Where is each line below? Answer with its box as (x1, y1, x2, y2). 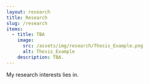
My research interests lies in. (6, 71, 79, 78)
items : (6, 26, 23, 32)
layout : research (6, 9, 51, 15)
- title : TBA (12, 32, 45, 38)
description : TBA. (17, 54, 64, 60)
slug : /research (6, 20, 48, 26)
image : (17, 37, 34, 43)
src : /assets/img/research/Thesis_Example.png (22, 43, 144, 49)
